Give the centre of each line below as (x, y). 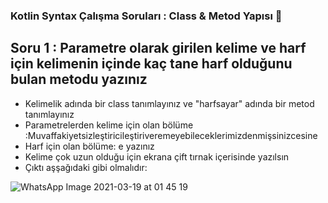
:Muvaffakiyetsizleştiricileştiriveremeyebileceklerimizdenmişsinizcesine (171, 135)
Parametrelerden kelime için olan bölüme (109, 125)
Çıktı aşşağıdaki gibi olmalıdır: (86, 167)
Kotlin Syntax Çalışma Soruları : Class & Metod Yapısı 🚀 (146, 16)
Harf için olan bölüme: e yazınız (89, 146)
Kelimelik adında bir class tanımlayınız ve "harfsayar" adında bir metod (169, 103)
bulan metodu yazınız (79, 79)
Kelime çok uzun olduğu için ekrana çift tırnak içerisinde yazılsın (157, 156)
